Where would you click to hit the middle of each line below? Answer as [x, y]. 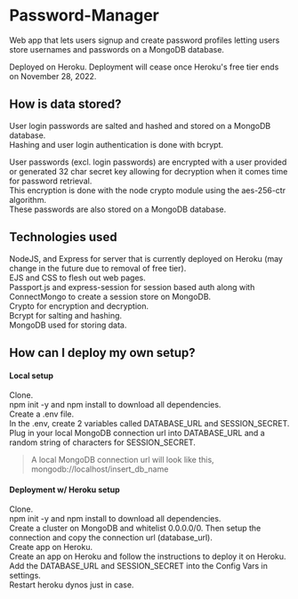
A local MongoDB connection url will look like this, [123, 460]
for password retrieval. [51, 181]
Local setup [31, 376]
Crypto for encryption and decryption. [79, 306]
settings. [25, 576]
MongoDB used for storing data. [68, 325]
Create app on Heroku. [51, 547]
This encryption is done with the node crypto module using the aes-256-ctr [148, 190]
